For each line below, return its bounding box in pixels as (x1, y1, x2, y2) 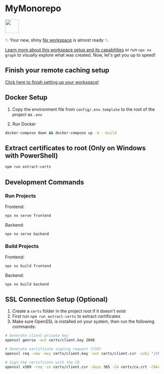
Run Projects (5, 192, 36, 199)
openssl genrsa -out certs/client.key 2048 (5, 338, 95, 343)
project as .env (12, 111, 42, 117)
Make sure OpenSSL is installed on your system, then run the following (12, 318, 155, 325)
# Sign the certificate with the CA (5, 360, 80, 365)
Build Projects (5, 243, 39, 249)
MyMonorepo (5, 3, 61, 14)
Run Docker (12, 121, 36, 127)
